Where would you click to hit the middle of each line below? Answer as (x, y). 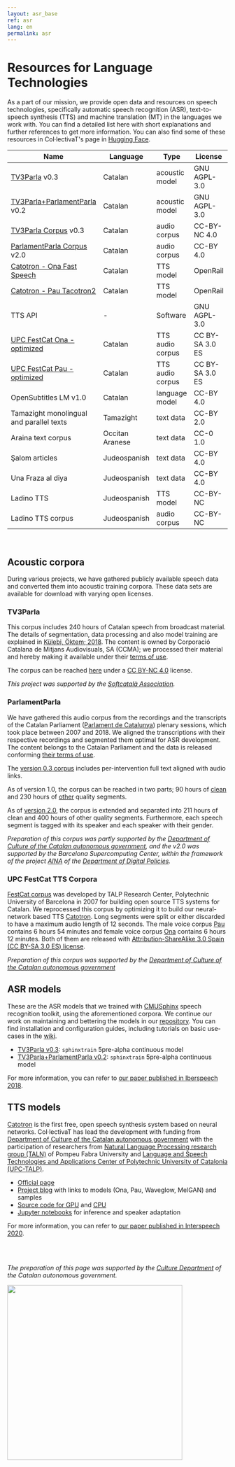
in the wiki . (41, 1036)
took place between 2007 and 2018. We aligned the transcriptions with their (116, 732)
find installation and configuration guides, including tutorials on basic (107, 1028)
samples (29, 1197)
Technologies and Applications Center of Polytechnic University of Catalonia (117, 1161)
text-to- (201, 110)
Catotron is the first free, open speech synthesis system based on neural (112, 1124)
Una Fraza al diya (39, 478)
